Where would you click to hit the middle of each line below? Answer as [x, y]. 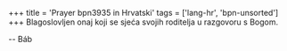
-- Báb [20, 39]
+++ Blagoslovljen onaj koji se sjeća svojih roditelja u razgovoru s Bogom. [143, 22]
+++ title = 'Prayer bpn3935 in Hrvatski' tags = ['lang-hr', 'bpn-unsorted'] [143, 13]
